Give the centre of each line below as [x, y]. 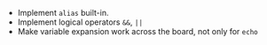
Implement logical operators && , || [80, 22]
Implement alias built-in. [63, 13]
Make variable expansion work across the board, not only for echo [138, 31]
